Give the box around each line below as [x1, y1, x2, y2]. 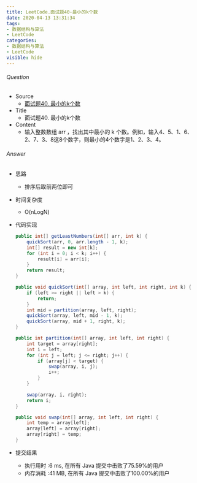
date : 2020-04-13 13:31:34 [6, 15, 75, 21]
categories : [6, 37, 37, 44]
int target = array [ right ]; [26, 341, 98, 347]
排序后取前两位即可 [24, 183, 74, 191]
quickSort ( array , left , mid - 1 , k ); [26, 313, 123, 319]
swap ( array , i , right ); [26, 392, 87, 398]
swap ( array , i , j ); [48, 363, 98, 370]
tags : [6, 20, 20, 26]
